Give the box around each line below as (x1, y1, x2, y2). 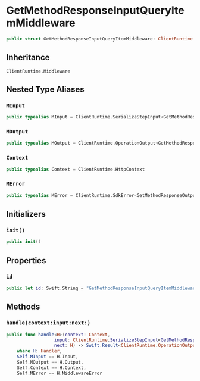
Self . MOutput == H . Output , (17, 359, 84, 365)
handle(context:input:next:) (6, 320, 91, 326)
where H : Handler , (17, 348, 62, 354)
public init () (6, 239, 42, 245)
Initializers (6, 209, 46, 219)
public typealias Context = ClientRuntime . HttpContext (6, 166, 145, 173)
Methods (6, 302, 40, 312)
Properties (6, 255, 46, 266)
